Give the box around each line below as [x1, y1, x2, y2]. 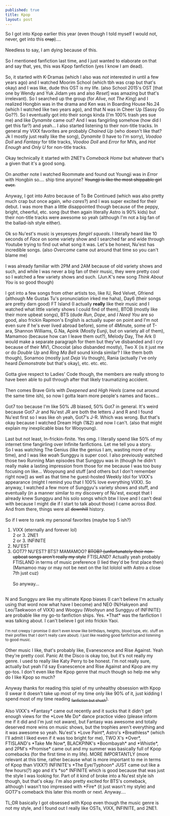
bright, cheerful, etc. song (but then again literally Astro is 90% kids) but [5, 209, 156, 215]
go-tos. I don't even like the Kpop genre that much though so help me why [5, 669, 160, 675]
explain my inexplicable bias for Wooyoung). [5, 425, 98, 431]
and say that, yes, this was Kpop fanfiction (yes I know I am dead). [5, 63, 144, 69]
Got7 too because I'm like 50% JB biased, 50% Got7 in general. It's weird [5, 404, 158, 410]
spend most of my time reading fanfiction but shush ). [5, 696, 109, 703]
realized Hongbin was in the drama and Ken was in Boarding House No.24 [5, 101, 160, 107]
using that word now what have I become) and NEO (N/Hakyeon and [5, 601, 148, 608]
